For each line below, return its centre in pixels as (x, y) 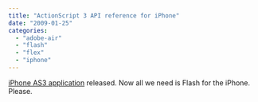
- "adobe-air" (39, 38)
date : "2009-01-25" (41, 23)
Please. (21, 91)
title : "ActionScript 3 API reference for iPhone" (94, 16)
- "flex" (30, 53)
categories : (28, 30)
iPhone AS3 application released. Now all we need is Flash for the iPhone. (129, 82)
